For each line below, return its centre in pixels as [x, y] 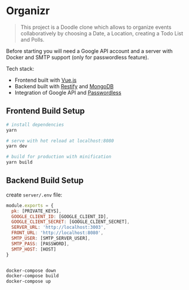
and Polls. [32, 39]
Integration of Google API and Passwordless [68, 92]
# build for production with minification [59, 157]
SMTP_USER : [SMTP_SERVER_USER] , [51, 239]
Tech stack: [20, 68]
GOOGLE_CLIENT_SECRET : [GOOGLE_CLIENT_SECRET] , [71, 222]
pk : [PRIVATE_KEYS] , [36, 211]
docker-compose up [28, 281]
